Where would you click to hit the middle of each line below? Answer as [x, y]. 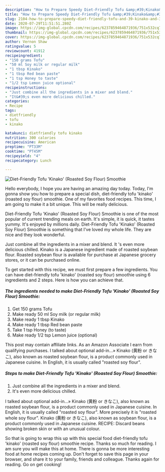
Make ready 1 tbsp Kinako [38, 319]
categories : [17, 101]
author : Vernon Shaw [26, 42]
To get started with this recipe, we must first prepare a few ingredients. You [82, 270]
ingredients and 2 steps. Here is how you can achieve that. [64, 280]
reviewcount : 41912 [25, 51]
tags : [11, 111]
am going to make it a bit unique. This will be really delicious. [67, 204]
